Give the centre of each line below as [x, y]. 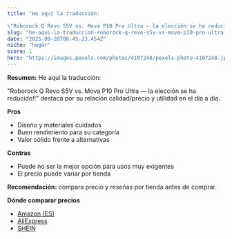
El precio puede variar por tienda [64, 174]
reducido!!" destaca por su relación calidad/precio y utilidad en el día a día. [114, 98]
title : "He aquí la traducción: [54, 13]
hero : [15, 58]
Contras [19, 153]
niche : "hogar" [29, 45]
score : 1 [20, 52]
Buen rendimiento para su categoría [68, 132]
